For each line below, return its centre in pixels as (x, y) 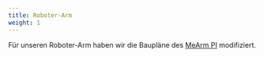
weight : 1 (25, 23)
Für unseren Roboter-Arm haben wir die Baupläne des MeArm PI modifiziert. (132, 45)
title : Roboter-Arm (40, 15)
